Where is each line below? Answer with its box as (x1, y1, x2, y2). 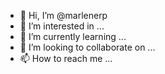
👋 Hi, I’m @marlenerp (19, 10, 108, 21)
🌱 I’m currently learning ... (19, 31, 127, 42)
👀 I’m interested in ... (19, 20, 105, 32)
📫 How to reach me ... (19, 53, 113, 64)
